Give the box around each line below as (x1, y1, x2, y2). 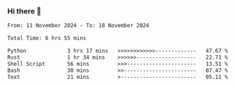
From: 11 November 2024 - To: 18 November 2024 (7, 22, 150, 29)
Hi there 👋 (7, 6, 42, 16)
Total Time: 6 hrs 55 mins (7, 35, 87, 42)
